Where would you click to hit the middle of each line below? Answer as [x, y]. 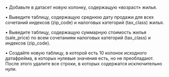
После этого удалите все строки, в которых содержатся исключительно [84, 64]
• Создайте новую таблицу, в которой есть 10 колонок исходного [76, 53]
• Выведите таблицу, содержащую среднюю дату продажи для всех [80, 17]
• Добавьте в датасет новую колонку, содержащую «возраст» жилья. [81, 7]
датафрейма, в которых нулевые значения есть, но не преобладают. [80, 58]
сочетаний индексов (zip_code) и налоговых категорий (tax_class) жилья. [85, 23]
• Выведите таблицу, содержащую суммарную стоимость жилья [76, 32]
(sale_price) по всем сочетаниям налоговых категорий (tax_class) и [78, 38]
